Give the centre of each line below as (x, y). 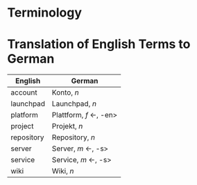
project (22, 126)
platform (24, 115)
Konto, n (66, 92)
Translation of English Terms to (99, 45)
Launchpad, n (74, 104)
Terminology (44, 13)
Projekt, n (67, 126)
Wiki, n (63, 171)
